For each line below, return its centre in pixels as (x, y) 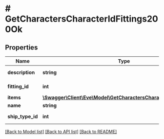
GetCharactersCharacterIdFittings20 (82, 19)
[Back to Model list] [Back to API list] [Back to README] (61, 132)
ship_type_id (23, 116)
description (21, 72)
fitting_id (18, 86)
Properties (21, 47)
